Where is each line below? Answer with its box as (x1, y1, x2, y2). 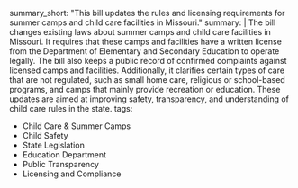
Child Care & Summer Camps (22, 121, 131, 131)
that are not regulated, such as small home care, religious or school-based (9, 75, 285, 85)
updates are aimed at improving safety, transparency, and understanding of (9, 94, 290, 104)
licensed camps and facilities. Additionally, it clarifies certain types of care (9, 65, 285, 76)
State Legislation (22, 139, 86, 150)
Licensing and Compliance (22, 168, 122, 179)
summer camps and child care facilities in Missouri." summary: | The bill (9, 17, 276, 28)
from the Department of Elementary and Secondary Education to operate (9, 46, 280, 57)
